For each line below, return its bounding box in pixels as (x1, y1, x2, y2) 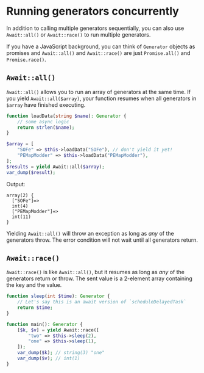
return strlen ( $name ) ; (17, 124, 75, 131)
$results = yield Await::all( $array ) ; (6, 164, 105, 170)
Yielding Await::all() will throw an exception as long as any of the (6, 230, 175, 237)
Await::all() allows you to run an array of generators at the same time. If (6, 88, 191, 95)
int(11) (12, 214, 32, 220)
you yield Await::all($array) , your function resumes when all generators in (6, 95, 197, 102)
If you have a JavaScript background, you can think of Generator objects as (6, 43, 195, 50)
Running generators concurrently (6, 4, 180, 18)
